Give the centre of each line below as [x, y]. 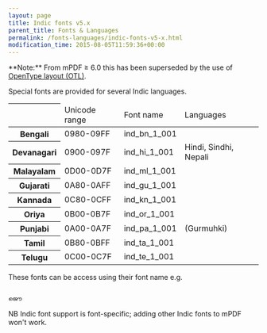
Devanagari [35, 153]
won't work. [28, 322]
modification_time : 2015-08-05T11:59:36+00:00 [87, 45]
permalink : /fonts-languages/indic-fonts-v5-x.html [95, 38]
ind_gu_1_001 [150, 185]
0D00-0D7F [88, 170]
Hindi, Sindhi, [209, 147]
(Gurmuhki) [206, 228]
